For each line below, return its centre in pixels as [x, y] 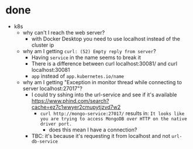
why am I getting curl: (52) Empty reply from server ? [89, 51]
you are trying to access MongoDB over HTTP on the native [114, 119]
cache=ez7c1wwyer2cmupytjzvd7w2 [76, 107]
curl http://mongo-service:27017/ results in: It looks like [112, 113]
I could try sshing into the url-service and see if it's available [104, 95]
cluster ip [43, 45]
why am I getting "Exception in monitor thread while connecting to [102, 82]
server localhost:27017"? [52, 88]
